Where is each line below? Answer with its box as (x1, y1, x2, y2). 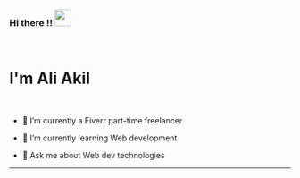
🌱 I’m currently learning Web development (21, 132, 178, 143)
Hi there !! (9, 16, 54, 29)
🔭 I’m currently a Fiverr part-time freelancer (21, 115, 183, 126)
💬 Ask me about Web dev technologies (21, 150, 165, 161)
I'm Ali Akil (9, 68, 91, 89)
